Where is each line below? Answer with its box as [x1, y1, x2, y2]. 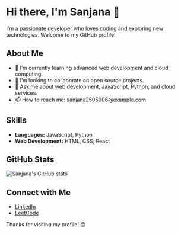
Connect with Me [6, 187, 71, 197]
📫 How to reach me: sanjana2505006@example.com [14, 96, 147, 103]
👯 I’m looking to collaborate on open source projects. [14, 76, 144, 84]
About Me [6, 49, 43, 59]
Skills [6, 116, 27, 126]
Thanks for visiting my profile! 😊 [6, 221, 86, 228]
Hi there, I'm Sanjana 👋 [6, 5, 120, 19]
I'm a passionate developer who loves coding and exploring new [6, 25, 164, 32]
